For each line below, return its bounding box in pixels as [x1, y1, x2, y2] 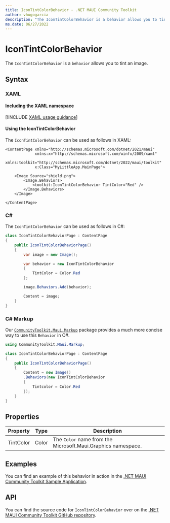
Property [8, 428, 30, 435]
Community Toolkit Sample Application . [5, 478, 88, 484]
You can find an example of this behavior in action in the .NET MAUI [5, 473, 147, 479]
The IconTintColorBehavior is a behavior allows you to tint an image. [5, 60, 148, 67]
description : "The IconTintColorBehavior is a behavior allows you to [5, 17, 157, 22]
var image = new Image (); [23, 252, 78, 257]
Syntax [5, 75, 28, 84]
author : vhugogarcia [5, 12, 49, 17]
